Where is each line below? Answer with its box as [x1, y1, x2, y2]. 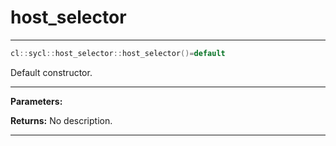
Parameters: [10, 95, 63, 107]
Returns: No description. [10, 114, 113, 126]
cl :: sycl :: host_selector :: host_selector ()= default [10, 48, 226, 58]
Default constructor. [10, 66, 93, 78]
